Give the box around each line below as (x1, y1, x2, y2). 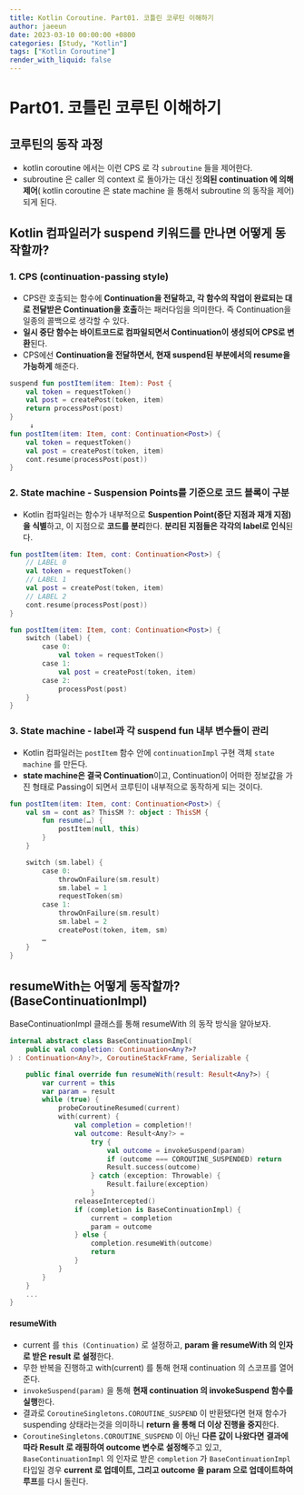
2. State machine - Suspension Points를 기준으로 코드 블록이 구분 (9, 487, 290, 499)
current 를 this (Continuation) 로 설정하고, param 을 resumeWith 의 (22, 1339, 277, 1350)
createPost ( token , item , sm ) (57, 925, 169, 935)
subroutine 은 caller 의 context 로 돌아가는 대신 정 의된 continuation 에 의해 (22, 174, 294, 185)
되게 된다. (22, 196, 57, 207)
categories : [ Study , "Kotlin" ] (9, 38, 128, 48)
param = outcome (90, 1222, 152, 1231)
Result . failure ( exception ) (106, 1179, 209, 1189)
